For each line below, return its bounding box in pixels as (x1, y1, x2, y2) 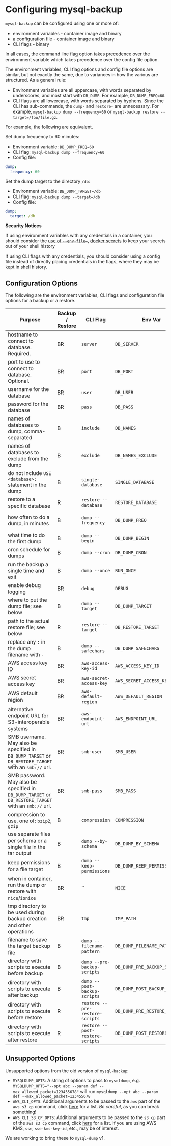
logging (8, 588, 26, 595)
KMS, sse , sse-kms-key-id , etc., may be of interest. (12, 1125, 119, 1131)
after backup (8, 992, 39, 999)
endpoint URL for (8, 712, 49, 719)
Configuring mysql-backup (5, 4, 123, 15)
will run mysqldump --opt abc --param (80, 1088, 158, 1095)
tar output (8, 850, 32, 857)
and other (8, 921, 32, 929)
